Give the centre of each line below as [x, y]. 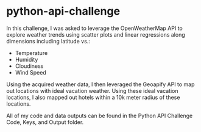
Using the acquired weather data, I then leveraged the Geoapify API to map [100, 84]
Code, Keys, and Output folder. [45, 122]
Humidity [26, 59]
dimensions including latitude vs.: [48, 41]
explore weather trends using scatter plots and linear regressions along [96, 34]
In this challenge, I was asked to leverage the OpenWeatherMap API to [94, 28]
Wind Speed [31, 72]
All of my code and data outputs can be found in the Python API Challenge [100, 116]
